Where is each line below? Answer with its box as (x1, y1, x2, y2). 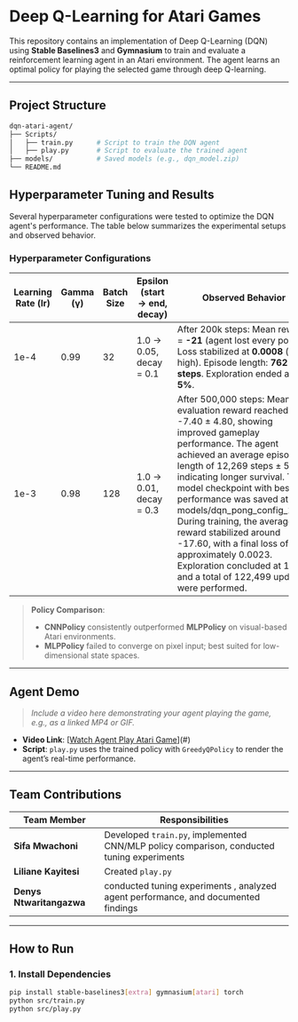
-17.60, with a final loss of (176, 537, 289, 550)
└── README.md (9, 162, 62, 172)
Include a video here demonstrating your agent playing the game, (30, 708, 272, 718)
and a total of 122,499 (176, 571, 272, 583)
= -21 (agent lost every (176, 335, 277, 347)
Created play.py (104, 865, 172, 877)
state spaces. (90, 650, 140, 661)
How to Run (9, 941, 74, 956)
